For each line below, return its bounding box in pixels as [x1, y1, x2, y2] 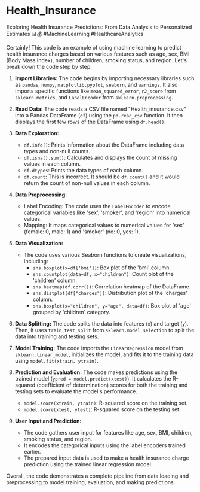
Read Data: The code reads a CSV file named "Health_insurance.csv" [14, 105, 187, 113]
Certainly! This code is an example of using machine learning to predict [6, 44, 182, 51]
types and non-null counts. [23, 147, 91, 154]
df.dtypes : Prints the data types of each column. [23, 166, 143, 174]
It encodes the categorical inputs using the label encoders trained [23, 441, 186, 449]
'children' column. [32, 277, 78, 284]
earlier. [23, 448, 41, 455]
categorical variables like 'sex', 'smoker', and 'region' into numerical [23, 209, 191, 216]
